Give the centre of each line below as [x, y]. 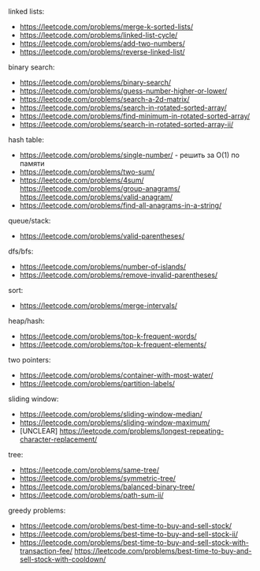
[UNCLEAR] [39, 431]
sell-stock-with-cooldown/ [63, 559]
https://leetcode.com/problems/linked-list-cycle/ [98, 35]
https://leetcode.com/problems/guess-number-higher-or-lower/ [123, 91]
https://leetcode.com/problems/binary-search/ [95, 83]
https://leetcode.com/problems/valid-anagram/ [96, 197]
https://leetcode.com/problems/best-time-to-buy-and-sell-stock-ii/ [129, 534]
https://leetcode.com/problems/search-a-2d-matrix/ [105, 99]
